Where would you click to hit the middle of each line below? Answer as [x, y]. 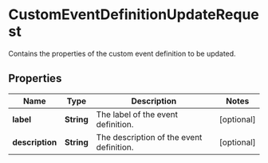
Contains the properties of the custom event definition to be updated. [122, 53]
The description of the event [149, 137]
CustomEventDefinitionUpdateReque [134, 15]
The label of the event [137, 114]
